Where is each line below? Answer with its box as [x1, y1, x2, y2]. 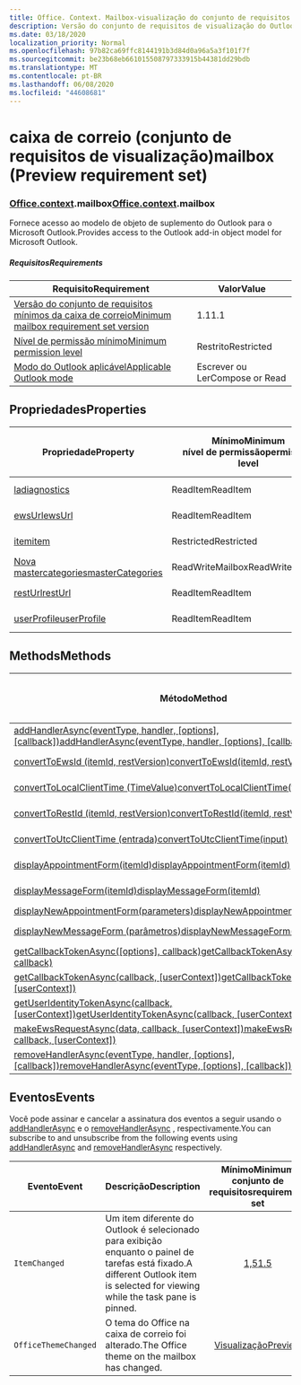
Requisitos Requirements [9, 257, 103, 267]
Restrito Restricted [196, 340, 272, 353]
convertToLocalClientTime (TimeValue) [13, 781, 178, 793]
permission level [13, 346, 83, 358]
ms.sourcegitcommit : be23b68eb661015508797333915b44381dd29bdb [9, 55, 251, 64]
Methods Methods [9, 648, 112, 664]
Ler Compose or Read [196, 372, 287, 384]
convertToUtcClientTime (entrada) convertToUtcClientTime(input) [13, 832, 288, 845]
